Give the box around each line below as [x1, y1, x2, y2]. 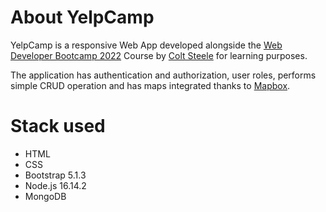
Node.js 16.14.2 [24, 179, 87, 191]
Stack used [10, 115, 106, 138]
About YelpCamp [10, 6, 155, 29]
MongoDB [24, 190, 67, 202]
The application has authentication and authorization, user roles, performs [10, 69, 317, 81]
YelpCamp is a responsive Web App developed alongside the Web [10, 39, 283, 51]
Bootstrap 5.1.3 [24, 169, 87, 181]
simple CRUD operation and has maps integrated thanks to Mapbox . [10, 79, 291, 91]
